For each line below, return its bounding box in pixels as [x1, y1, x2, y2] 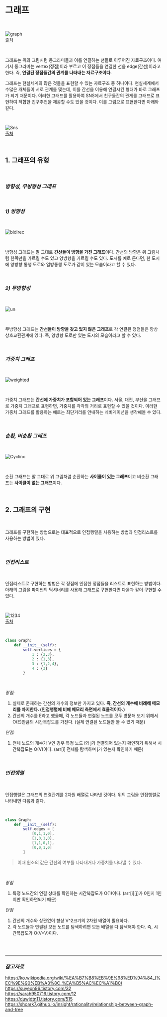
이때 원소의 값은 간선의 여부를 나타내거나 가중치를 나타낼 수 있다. [17, 859, 142, 865]
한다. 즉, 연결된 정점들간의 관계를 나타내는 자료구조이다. [5, 69, 112, 75]
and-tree [5, 1006, 23, 1013]
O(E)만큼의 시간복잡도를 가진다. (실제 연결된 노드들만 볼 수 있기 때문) [12, 719, 146, 725]
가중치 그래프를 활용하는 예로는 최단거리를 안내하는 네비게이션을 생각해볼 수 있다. [5, 409, 162, 415]
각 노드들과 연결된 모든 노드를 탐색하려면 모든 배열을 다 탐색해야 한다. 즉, [12, 923, 153, 929]
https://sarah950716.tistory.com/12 [5, 991, 77, 997]
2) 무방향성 [5, 285, 31, 292]
